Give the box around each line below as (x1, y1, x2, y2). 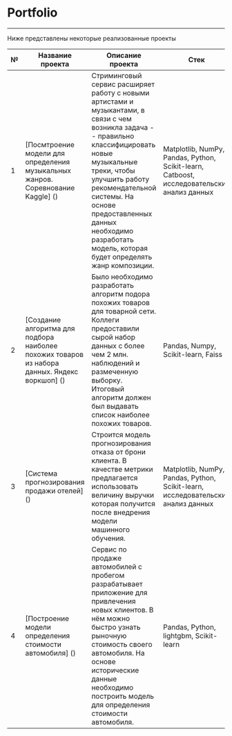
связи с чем (91, 114, 133, 124)
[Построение (25, 613, 70, 623)
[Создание (25, 315, 61, 325)
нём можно (91, 613, 130, 623)
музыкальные (91, 157, 138, 166)
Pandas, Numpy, (163, 340, 216, 350)
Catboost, (163, 170, 195, 180)
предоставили (91, 323, 139, 333)
